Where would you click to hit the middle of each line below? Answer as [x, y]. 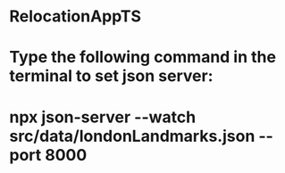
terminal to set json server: [111, 76]
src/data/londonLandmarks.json [132, 136]
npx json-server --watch [103, 117]
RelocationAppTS [75, 16]
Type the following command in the [143, 58]
